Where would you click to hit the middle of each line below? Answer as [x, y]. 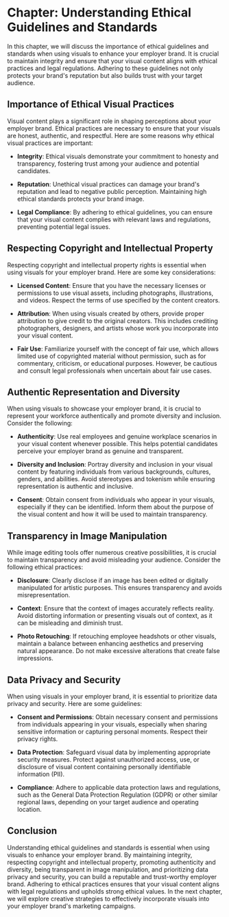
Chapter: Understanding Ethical [99, 13]
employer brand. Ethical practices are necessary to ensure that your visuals [114, 128]
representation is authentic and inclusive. [75, 487]
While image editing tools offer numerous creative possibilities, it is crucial [112, 553]
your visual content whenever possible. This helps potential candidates [117, 444]
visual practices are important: [50, 143]
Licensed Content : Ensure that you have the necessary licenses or [111, 285]
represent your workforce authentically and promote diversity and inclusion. [114, 416]
